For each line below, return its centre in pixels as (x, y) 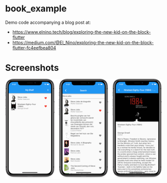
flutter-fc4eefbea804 (34, 48)
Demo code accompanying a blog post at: (48, 22)
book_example (36, 9)
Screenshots (32, 68)
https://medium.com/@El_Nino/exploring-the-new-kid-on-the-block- (83, 42)
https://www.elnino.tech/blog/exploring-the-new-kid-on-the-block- (82, 32)
